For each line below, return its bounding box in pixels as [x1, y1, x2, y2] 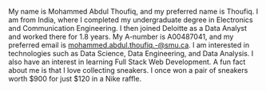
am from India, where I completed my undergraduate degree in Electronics [8, 15, 253, 25]
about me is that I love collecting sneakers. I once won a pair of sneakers [8, 66, 248, 74]
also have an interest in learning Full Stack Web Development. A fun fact [8, 57, 246, 66]
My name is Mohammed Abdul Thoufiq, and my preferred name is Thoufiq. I [8, 7, 259, 16]
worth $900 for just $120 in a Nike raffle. [8, 74, 142, 83]
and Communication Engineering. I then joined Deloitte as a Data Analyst [8, 24, 248, 32]
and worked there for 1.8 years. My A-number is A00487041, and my [8, 32, 234, 41]
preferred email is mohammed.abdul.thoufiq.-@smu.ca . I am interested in [8, 40, 250, 50]
